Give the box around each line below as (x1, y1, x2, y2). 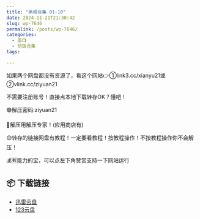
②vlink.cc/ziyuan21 (6, 80, 57, 87)
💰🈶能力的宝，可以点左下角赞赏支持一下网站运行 (6, 157, 130, 164)
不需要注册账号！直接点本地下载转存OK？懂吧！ (6, 93, 127, 100)
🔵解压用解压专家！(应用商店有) (6, 121, 84, 128)
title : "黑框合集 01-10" (6, 9, 66, 15)
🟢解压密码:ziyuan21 (6, 106, 57, 113)
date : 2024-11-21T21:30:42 (6, 15, 75, 21)
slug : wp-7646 (6, 20, 43, 26)
